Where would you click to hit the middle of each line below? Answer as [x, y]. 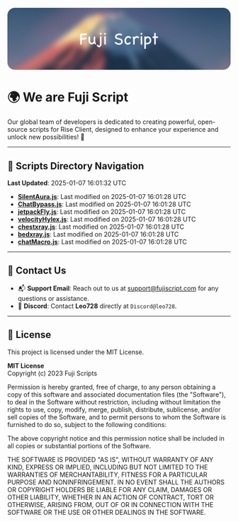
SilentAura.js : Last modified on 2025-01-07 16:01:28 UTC [102, 197]
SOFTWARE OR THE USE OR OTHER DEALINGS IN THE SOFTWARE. [107, 512]
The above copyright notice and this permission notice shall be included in [116, 438]
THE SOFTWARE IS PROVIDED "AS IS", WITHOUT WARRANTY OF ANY [110, 459]
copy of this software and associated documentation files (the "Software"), [117, 395]
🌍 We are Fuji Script [68, 97]
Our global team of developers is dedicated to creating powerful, [102, 122]
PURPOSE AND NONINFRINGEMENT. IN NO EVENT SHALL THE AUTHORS [116, 482]
